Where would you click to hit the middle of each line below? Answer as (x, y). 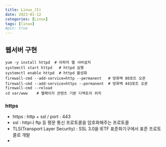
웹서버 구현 (21, 50)
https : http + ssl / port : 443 (41, 117)
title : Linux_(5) (23, 10)
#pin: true (16, 28)
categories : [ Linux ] (27, 19)
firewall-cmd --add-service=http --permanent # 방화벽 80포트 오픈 (75, 78)
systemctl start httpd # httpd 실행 (44, 68)
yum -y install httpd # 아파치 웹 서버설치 (48, 62)
